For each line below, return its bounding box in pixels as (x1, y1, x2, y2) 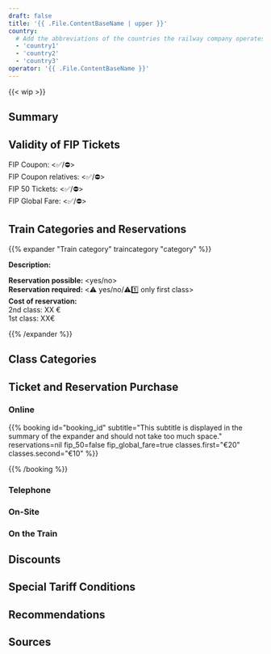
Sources (8, 635, 52, 649)
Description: (8, 260, 51, 270)
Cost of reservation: (8, 296, 77, 306)
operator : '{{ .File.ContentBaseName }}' (8, 65, 150, 73)
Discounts (8, 553, 61, 567)
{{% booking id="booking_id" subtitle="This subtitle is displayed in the (8, 423, 244, 432)
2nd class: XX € (8, 304, 61, 314)
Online (8, 404, 35, 415)
